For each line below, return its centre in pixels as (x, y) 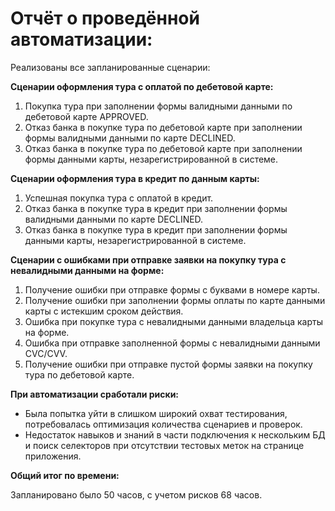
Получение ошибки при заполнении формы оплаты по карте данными (175, 300)
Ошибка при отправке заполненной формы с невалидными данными (172, 343)
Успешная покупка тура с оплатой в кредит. (119, 198)
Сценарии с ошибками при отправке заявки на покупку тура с (148, 259)
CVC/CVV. (46, 353)
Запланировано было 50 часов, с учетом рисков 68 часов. (136, 494)
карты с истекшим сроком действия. (104, 311)
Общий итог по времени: (65, 475)
